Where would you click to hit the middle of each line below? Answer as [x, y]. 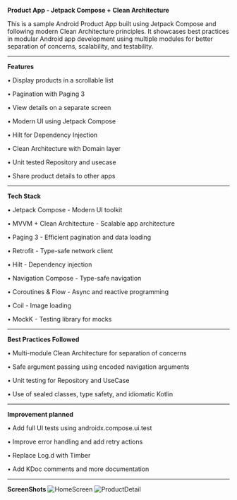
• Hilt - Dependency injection [50, 264]
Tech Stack [24, 196]
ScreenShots [27, 489]
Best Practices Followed [43, 339]
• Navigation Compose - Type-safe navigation [74, 278]
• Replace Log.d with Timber [49, 455]
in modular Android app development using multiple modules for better [110, 39]
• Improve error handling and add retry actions [75, 441]
